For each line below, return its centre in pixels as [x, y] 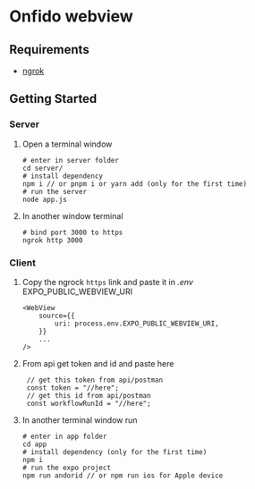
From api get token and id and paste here [98, 363]
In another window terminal [72, 215]
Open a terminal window [67, 144]
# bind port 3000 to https [72, 232]
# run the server [55, 191]
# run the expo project [67, 468]
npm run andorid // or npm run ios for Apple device [123, 476]
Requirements [49, 50]
